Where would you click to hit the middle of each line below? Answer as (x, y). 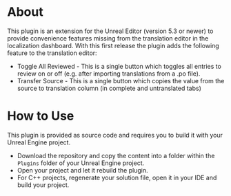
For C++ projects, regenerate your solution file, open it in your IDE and (117, 177)
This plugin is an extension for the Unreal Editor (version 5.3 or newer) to (110, 31)
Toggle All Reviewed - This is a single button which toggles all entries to (119, 66)
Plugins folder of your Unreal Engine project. (81, 163)
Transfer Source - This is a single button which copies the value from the (121, 80)
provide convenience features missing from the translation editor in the (108, 38)
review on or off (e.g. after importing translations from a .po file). (109, 74)
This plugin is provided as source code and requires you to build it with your (115, 135)
